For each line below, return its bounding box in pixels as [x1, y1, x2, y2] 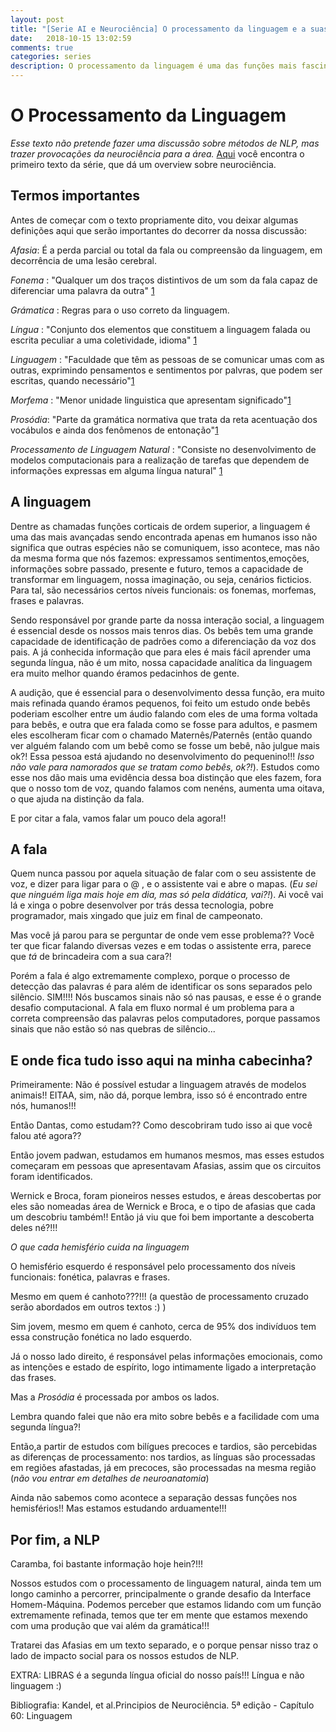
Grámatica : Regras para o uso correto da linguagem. [10, 304, 230, 316]
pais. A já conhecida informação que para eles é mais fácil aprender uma [10, 646, 312, 658]
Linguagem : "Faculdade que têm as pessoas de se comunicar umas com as [10, 353, 325, 365]
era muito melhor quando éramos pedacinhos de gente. [10, 667, 240, 679]
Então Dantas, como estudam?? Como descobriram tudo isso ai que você [10, 1119, 313, 1131]
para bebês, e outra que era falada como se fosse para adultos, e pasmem [10, 718, 318, 730]
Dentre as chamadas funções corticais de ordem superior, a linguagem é [10, 520, 311, 532]
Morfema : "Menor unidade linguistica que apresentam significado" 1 [10, 394, 292, 406]
